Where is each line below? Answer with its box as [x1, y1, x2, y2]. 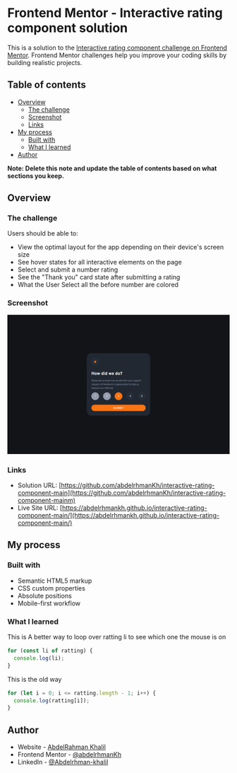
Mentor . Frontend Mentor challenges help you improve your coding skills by [7, 51, 227, 59]
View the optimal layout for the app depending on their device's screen [17, 243, 224, 252]
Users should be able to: [7, 229, 79, 238]
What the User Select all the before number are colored [17, 281, 178, 289]
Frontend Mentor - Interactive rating [7, 5, 224, 21]
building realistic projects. [7, 58, 83, 66]
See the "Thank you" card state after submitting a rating [17, 273, 181, 281]
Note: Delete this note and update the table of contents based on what [7, 164, 217, 173]
